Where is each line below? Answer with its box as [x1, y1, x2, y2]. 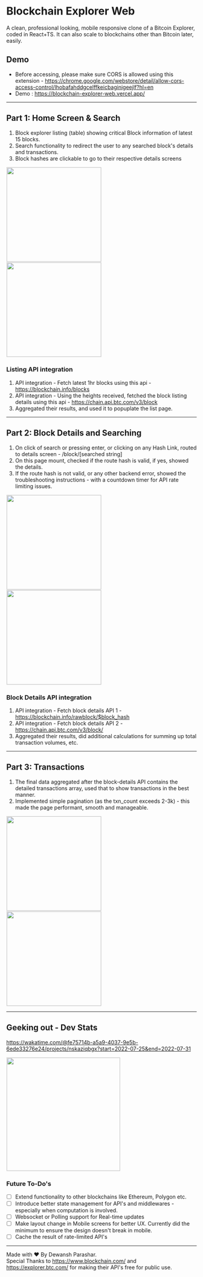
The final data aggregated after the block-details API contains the [14, 778, 178, 785]
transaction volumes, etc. [14, 739, 79, 746]
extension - [14, 77, 44, 84]
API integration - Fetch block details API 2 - [14, 719, 123, 727]
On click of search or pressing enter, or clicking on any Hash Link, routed [14, 444, 197, 451]
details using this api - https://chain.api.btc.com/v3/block [14, 398, 158, 405]
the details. [14, 463, 43, 471]
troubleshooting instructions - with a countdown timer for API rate [14, 476, 179, 483]
